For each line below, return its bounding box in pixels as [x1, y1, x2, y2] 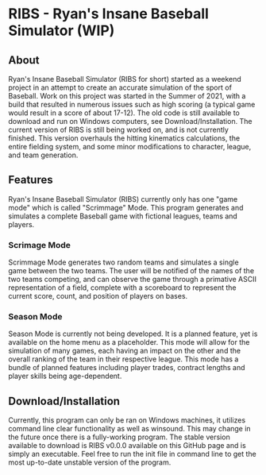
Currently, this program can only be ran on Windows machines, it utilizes [8, 415, 246, 425]
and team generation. [8, 150, 79, 160]
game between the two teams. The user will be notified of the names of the [8, 266, 255, 276]
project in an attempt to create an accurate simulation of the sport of [8, 83, 233, 92]
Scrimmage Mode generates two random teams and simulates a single [8, 257, 240, 267]
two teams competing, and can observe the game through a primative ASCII [8, 275, 256, 284]
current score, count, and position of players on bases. [8, 292, 188, 301]
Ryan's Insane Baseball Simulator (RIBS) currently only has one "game [8, 194, 238, 203]
